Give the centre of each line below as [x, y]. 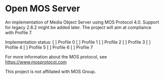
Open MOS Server [42, 9]
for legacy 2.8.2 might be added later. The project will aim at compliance [78, 27]
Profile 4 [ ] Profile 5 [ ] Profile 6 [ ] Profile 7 [49, 47]
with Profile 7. [19, 32]
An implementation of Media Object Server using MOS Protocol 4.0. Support [82, 22]
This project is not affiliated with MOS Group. [51, 71]
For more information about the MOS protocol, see [56, 56]
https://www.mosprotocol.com [36, 62]
